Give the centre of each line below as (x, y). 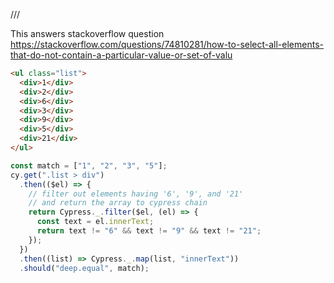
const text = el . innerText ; (95, 222)
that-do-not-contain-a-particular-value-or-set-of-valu (121, 55)
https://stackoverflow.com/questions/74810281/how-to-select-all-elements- (167, 44)
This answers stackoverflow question (87, 33)
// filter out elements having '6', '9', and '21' (136, 194)
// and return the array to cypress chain (118, 203)
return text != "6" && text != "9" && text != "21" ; (149, 231)
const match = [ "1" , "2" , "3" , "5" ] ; (89, 165)
